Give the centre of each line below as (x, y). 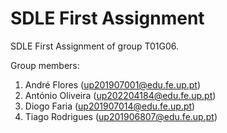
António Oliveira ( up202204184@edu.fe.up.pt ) (120, 95)
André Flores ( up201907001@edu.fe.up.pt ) (113, 84)
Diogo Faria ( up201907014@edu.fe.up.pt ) (110, 106)
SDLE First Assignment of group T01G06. (95, 46)
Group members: (45, 65)
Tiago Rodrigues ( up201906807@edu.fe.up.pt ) (121, 116)
